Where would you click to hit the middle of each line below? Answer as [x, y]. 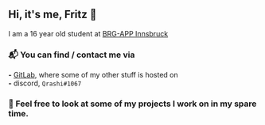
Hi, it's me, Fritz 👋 [53, 15]
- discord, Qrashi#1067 [45, 83]
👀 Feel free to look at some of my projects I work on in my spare [132, 104]
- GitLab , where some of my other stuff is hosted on [93, 75]
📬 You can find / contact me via [72, 55]
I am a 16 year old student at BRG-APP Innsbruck [88, 33]
